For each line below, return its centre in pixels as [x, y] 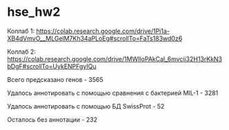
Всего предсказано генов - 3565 [55, 79]
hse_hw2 [34, 12]
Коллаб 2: [22, 52]
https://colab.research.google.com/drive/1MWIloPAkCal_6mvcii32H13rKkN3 [115, 58]
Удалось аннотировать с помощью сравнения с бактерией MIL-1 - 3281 [113, 93]
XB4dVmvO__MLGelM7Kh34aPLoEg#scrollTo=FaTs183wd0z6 [95, 38]
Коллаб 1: [21, 31]
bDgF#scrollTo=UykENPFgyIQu [52, 66]
